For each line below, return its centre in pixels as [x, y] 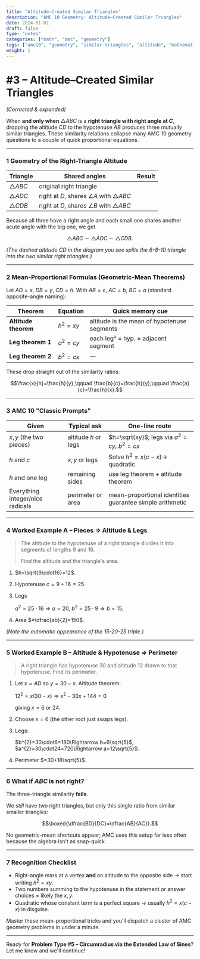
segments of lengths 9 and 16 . [58, 550]
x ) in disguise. [32, 909]
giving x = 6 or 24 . [37, 707]
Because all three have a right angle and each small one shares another [94, 220]
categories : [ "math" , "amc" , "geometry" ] [58, 39]
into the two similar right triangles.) [49, 256]
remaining [82, 474]
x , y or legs [83, 460]
